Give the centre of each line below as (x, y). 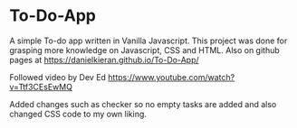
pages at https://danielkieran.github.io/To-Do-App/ (104, 59)
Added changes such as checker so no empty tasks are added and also (143, 104)
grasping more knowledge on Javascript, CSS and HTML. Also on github (145, 50)
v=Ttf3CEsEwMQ (41, 87)
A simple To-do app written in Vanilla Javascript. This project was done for (148, 41)
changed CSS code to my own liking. (78, 114)
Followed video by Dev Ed (58, 77)
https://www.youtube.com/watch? (172, 77)
